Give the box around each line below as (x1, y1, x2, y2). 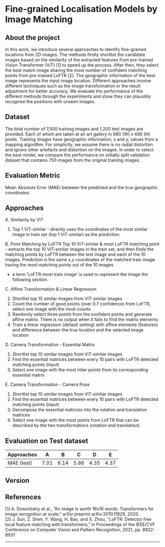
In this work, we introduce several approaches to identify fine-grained (5, 47, 146, 52)
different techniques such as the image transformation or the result (5, 83, 141, 89)
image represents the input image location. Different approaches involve (5, 78, 151, 83)
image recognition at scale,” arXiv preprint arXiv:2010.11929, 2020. (5, 511, 139, 517)
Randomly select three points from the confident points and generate (12, 311, 152, 317)
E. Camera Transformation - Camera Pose (5, 382, 90, 387)
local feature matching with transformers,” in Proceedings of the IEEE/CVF (5, 521, 156, 527)
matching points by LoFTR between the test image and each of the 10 (5, 251, 146, 257)
